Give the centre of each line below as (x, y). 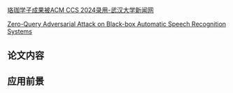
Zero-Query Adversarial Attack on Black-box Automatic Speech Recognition (116, 24)
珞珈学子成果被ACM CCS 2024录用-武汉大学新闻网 (80, 10)
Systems (20, 31)
